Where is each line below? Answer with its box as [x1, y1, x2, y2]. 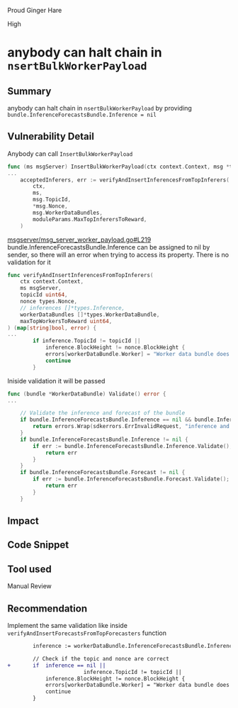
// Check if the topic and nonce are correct [33, 655, 170, 662]
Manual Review [7, 582, 52, 590]
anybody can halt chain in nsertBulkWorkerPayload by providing [7, 104, 193, 112]
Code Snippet [7, 539, 69, 551]
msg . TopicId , [33, 196, 72, 203]
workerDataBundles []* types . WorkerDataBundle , [20, 311, 160, 318]
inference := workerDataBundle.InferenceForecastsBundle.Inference [33, 643, 236, 650]
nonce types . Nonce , [20, 298, 78, 305]
